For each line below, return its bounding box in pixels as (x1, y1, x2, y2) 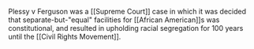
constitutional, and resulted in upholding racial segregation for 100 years (8, 24, 244, 32)
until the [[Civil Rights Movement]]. (8, 32, 121, 41)
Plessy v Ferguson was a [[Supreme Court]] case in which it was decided (8, 7, 247, 16)
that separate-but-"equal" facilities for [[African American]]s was (8, 15, 220, 24)
